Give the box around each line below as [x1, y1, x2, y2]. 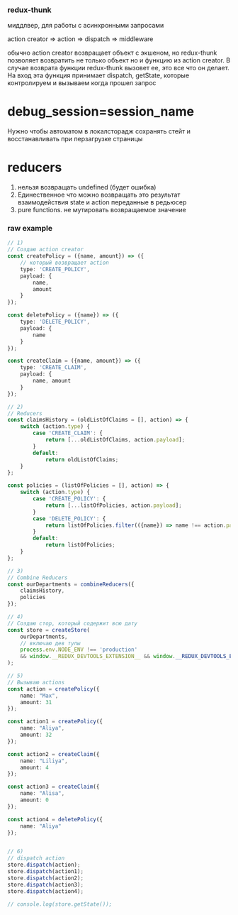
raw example [7, 224, 53, 234]
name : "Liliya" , [20, 757, 69, 765]
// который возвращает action [20, 259, 110, 267]
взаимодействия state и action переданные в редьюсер [17, 198, 187, 207]
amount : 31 [20, 698, 52, 706]
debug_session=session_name [7, 104, 195, 120]
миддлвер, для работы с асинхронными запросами [7, 21, 164, 30]
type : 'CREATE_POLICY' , [20, 265, 91, 273]
